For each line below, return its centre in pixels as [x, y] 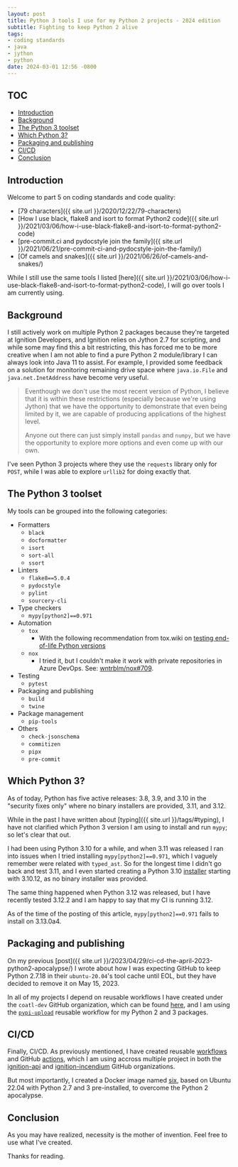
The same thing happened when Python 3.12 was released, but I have [109, 892]
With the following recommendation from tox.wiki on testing [126, 638]
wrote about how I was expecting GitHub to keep [149, 968]
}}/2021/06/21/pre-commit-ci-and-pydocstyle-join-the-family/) [110, 249]
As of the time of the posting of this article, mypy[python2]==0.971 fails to [113, 913]
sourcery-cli [48, 601]
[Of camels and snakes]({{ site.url [67, 256]
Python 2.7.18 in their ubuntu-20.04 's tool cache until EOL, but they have [112, 976]
